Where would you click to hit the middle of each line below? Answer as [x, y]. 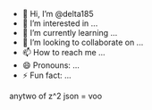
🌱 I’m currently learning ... [70, 33]
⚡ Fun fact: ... [46, 75]
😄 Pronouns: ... [51, 65]
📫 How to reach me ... [63, 52]
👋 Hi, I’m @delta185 [58, 14]
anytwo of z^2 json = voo [56, 96]
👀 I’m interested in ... [60, 23]
